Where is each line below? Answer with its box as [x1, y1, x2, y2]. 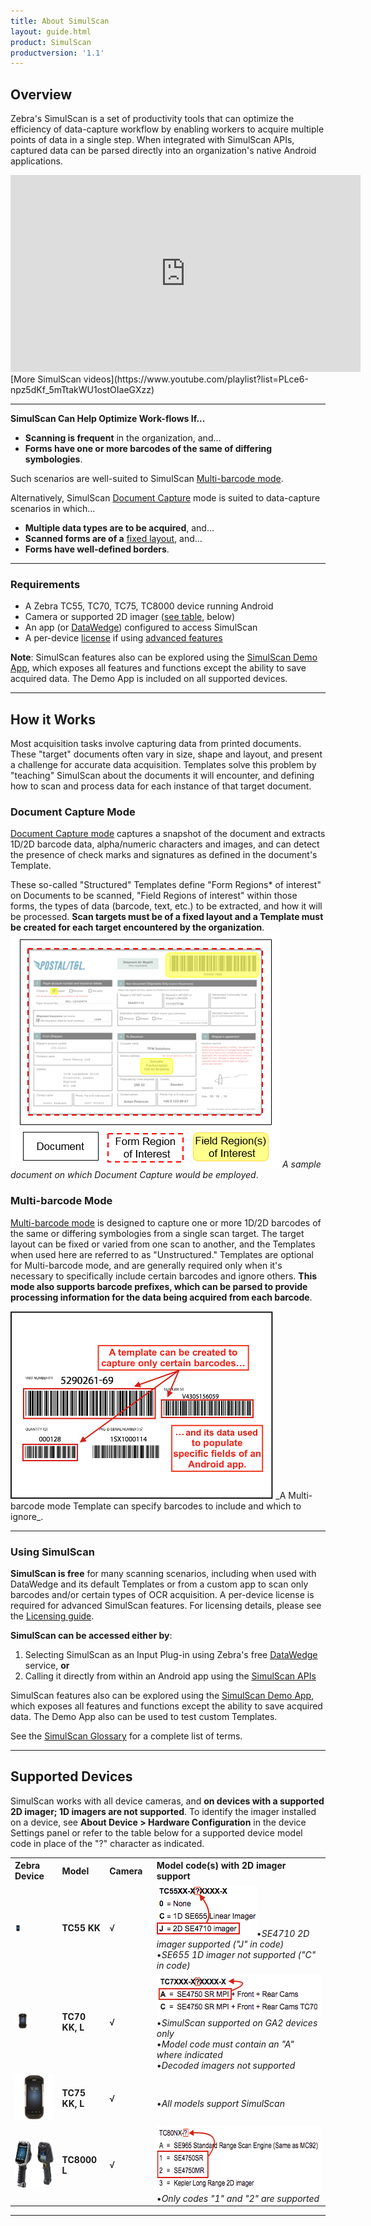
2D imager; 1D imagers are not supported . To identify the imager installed [10, 1805, 317, 1817]
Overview [10, 86, 73, 103]
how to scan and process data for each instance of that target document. [10, 780, 312, 792]
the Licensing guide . [10, 1610, 95, 1622]
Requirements [10, 577, 81, 591]
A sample [281, 1158, 322, 1170]
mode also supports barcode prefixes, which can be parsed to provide [10, 1280, 308, 1292]
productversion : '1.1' [10, 48, 105, 58]
